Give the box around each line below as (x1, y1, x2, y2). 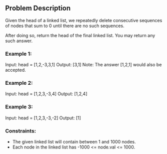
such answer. (5, 38, 33, 44)
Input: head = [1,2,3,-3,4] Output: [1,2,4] (5, 91, 87, 97)
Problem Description (5, 4, 71, 13)
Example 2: (5, 80, 33, 87)
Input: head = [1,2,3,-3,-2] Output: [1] (5, 115, 81, 121)
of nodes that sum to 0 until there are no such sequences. (5, 23, 124, 29)
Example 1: (5, 50, 32, 57)
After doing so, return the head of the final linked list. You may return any (5, 32, 155, 38)
